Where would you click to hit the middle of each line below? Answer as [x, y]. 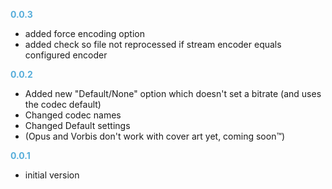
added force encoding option [84, 33]
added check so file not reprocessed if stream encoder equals [153, 44]
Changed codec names [73, 115]
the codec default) [63, 104]
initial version [52, 175]
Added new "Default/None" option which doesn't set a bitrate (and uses [173, 93]
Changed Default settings [77, 125]
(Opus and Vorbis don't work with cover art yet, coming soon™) [155, 136]
